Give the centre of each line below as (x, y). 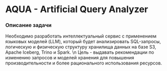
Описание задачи (29, 25)
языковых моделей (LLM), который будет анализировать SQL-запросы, (83, 42)
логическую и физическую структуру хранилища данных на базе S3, (81, 47)
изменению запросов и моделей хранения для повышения (70, 58)
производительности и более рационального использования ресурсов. (84, 63)
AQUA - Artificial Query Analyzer (77, 9)
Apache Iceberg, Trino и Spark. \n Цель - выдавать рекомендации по (80, 52)
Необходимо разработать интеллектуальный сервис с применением (81, 36)
